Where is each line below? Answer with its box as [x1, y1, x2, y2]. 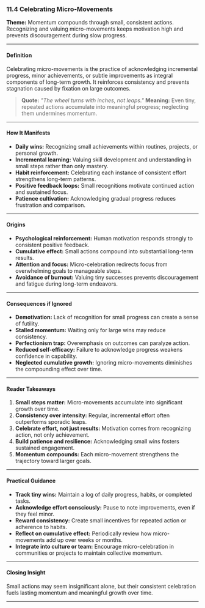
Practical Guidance [6, 476, 56, 484]
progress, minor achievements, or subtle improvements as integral [6, 72, 173, 79]
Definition [6, 51, 32, 59]
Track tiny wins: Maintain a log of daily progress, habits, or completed [15, 491, 192, 498]
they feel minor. [15, 510, 55, 517]
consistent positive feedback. [15, 241, 90, 248]
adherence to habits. [15, 523, 67, 530]
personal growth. [15, 149, 59, 157]
